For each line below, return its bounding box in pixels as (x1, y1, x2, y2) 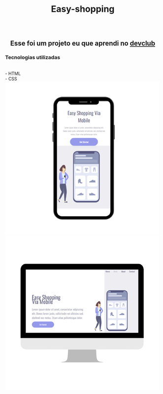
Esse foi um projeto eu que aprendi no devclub (10, 39, 156, 48)
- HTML (5, 70, 21, 76)
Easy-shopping (51, 3, 115, 15)
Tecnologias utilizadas (5, 54, 61, 61)
